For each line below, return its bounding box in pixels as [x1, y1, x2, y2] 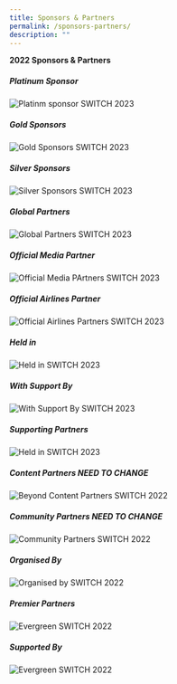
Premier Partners [9, 598, 75, 609]
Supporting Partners [9, 423, 88, 434]
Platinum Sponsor [9, 75, 79, 86]
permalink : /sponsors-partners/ [9, 22, 131, 31]
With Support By [9, 380, 73, 391]
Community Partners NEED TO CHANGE [9, 510, 163, 521]
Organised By [9, 554, 62, 565]
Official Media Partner [9, 250, 96, 261]
